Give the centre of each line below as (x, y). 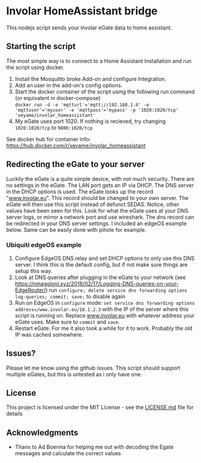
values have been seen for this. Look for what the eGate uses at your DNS (97, 210)
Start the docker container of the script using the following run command (105, 92)
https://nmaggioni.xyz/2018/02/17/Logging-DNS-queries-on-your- (97, 283)
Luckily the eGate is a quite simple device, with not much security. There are (100, 178)
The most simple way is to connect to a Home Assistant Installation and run (99, 60)
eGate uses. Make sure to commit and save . (67, 322)
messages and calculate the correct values (68, 453)
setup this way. (33, 271)
